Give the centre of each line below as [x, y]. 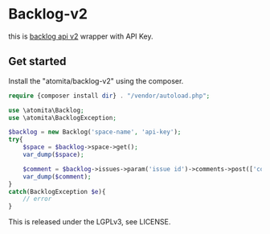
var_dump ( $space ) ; [53, 154]
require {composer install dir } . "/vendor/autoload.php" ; [109, 96]
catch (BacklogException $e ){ [57, 191]
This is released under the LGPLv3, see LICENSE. [90, 222]
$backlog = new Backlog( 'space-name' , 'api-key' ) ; [95, 132]
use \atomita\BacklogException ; [62, 117]
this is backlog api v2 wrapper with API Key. [81, 36]
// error [37, 199]
